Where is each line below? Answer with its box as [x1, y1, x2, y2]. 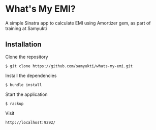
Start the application [5, 91, 48, 97]
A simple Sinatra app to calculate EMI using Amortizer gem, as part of [5, 20, 151, 26]
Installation [5, 40, 42, 49]
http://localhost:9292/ [5, 120, 56, 125]
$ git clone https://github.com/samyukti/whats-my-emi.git [5, 63, 133, 69]
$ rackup [5, 101, 24, 106]
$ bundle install [5, 82, 42, 87]
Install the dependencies [5, 72, 57, 79]
